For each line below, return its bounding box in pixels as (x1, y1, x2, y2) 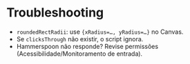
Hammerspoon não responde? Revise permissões (16, 42, 159, 50)
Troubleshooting (6, 5, 104, 21)
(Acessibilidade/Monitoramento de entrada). (16, 50, 143, 58)
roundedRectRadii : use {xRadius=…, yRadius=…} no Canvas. (16, 28, 184, 36)
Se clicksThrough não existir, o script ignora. (16, 34, 144, 43)
